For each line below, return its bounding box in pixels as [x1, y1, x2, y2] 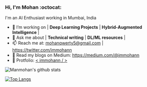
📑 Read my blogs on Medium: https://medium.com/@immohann [12, 52, 140, 58]
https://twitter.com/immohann [12, 47, 72, 53]
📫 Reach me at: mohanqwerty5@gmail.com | [12, 40, 104, 46]
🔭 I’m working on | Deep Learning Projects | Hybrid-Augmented [12, 24, 143, 30]
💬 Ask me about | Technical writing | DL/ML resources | [12, 35, 126, 40]
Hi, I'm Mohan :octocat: [5, 4, 62, 11]
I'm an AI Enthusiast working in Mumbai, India [5, 15, 96, 21]
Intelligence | [12, 30, 40, 35]
